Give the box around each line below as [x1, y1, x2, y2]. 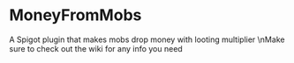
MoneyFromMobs [9, 5, 142, 25]
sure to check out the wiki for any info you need [9, 43, 183, 53]
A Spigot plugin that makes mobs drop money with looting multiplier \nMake [9, 34, 285, 45]
